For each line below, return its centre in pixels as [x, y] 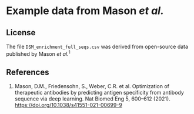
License [21, 33]
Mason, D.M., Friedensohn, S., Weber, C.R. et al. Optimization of [92, 86]
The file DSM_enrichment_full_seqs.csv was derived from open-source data [97, 46]
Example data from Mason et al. [85, 11]
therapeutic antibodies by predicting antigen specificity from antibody [99, 93]
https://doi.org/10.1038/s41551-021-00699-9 [68, 105]
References [28, 73]
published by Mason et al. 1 [38, 53]
